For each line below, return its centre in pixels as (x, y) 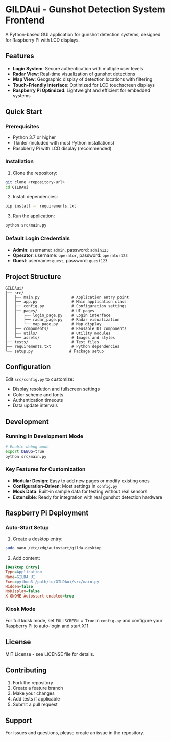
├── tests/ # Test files (52, 342)
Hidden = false (19, 586)
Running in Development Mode (44, 436)
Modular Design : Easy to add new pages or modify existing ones (81, 481)
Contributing (26, 670)
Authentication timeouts (38, 400)
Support (19, 720)
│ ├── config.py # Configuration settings (66, 306)
